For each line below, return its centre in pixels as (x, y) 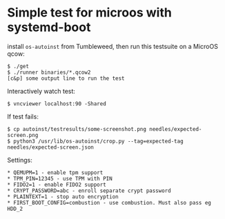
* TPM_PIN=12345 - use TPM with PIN (60, 178)
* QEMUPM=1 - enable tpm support (55, 173)
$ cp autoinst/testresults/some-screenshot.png (77, 129)
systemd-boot (49, 27)
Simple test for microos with (90, 13)
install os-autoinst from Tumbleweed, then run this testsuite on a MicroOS (113, 46)
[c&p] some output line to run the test (66, 78)
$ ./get (18, 66)
